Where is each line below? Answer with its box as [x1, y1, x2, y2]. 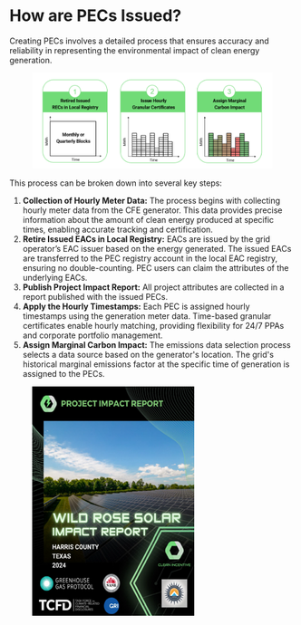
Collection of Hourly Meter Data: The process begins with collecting [22, 195, 281, 206]
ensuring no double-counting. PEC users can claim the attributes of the [22, 262, 289, 273]
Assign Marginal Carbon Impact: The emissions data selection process [22, 339, 292, 350]
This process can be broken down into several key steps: [9, 178, 222, 188]
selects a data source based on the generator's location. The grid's [22, 349, 275, 360]
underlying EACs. [22, 272, 88, 283]
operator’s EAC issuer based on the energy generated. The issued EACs [22, 243, 292, 254]
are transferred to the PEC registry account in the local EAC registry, [22, 253, 278, 264]
